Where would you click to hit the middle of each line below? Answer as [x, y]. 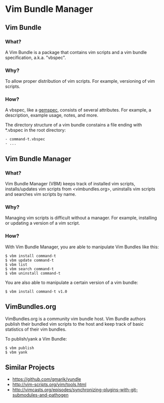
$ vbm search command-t [30, 269]
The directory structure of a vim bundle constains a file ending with [74, 125]
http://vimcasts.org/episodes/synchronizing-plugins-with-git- [75, 390]
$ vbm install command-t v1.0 [36, 291]
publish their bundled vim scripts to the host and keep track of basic [75, 324]
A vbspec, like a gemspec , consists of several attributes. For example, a [78, 110]
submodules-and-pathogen [40, 395]
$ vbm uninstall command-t [33, 273]
